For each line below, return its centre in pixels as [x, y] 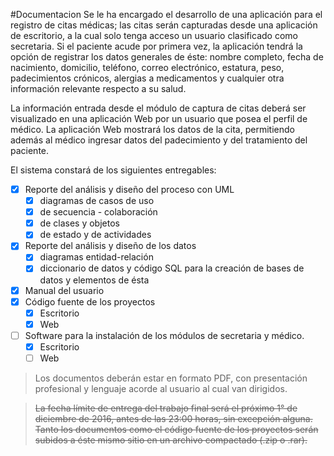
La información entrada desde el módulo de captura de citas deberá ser [158, 108]
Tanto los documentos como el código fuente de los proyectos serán [176, 429]
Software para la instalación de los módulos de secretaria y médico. [164, 335]
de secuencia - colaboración [98, 212]
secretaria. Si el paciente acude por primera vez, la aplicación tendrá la [156, 46]
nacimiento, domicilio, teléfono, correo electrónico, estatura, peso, [147, 67]
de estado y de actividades [95, 235]
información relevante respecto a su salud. [98, 88]
